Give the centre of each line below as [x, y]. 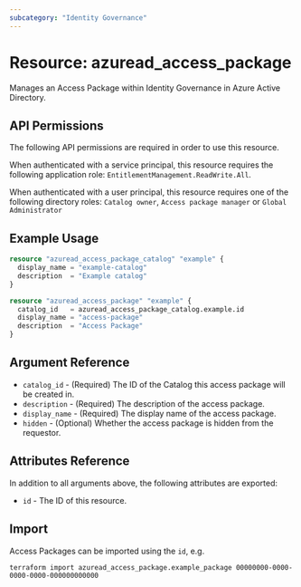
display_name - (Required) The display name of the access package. [149, 413]
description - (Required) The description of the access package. [143, 403]
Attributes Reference [70, 462]
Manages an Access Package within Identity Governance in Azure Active [145, 88]
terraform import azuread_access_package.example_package [121, 567]
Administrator [36, 211]
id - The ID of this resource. [75, 500]
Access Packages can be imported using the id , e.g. [107, 551]
